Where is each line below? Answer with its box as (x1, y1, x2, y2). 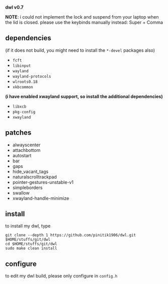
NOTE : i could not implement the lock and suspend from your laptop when (5, 14, 159, 20)
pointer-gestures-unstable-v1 (12, 179, 74, 185)
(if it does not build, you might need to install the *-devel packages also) (5, 47, 155, 53)
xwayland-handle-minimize (12, 195, 69, 201)
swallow (12, 190, 30, 196)
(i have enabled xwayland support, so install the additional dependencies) (5, 93, 163, 100)
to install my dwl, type (5, 223, 51, 229)
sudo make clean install (5, 246, 57, 251)
